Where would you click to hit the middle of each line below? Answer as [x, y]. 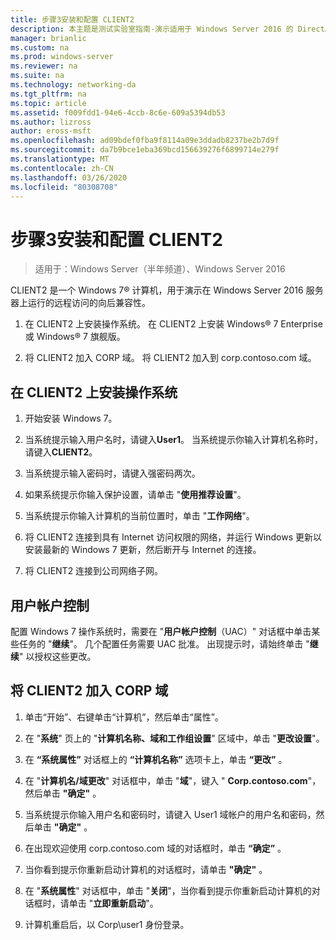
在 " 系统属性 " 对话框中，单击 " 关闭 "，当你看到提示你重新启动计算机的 [168, 890]
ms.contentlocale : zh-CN [62, 168]
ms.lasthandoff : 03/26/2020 [69, 177]
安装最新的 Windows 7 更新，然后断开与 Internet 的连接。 [143, 550]
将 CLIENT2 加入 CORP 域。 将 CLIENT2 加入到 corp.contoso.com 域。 [170, 358]
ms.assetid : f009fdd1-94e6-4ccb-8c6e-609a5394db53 [118, 112]
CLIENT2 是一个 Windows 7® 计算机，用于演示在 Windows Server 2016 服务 [167, 290]
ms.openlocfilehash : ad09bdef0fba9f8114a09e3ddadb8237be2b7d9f [145, 141]
